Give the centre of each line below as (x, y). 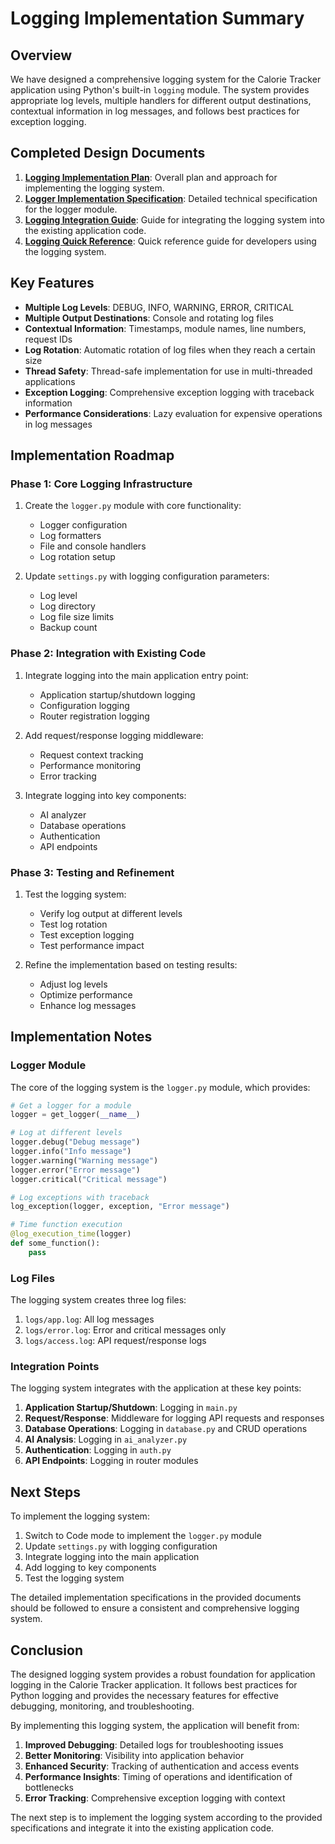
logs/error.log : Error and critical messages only (125, 1330)
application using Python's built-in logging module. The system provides (160, 90)
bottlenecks (49, 1788)
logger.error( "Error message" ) (75, 1170)
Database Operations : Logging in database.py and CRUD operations (166, 1429)
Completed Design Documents (108, 153)
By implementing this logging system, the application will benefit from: (155, 1726)
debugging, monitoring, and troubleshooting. (102, 1706)
